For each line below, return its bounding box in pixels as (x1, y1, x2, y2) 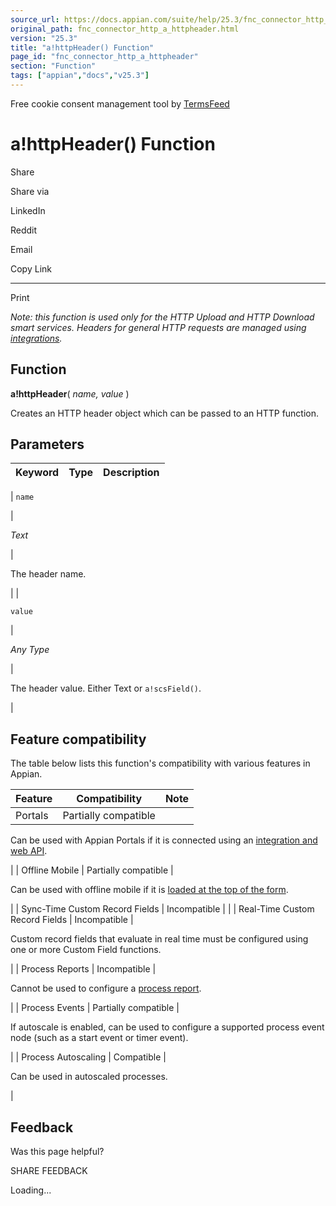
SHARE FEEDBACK (10, 1165, 88, 1177)
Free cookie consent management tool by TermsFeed (10, 97, 230, 110)
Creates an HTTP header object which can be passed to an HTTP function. (10, 407, 320, 419)
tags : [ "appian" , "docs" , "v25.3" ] (10, 71, 150, 81)
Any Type (10, 644, 50, 656)
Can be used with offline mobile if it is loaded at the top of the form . (10, 884, 289, 896)
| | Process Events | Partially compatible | (10, 1002, 180, 1014)
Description (103, 466, 160, 480)
